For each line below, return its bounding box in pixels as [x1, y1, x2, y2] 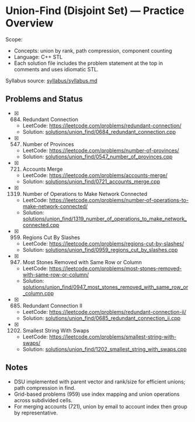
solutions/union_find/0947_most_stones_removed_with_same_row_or [22, 283, 189, 290]
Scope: [5, 36, 23, 43]
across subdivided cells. [13, 396, 72, 404]
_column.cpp [22, 289, 54, 296]
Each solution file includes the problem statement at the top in [13, 60, 163, 67]
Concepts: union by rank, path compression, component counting [13, 47, 173, 54]
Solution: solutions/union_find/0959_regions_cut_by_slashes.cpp [22, 246, 178, 253]
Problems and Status [5, 94, 83, 104]
